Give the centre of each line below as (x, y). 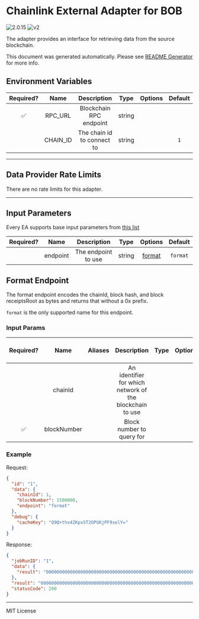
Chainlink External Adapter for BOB (94, 11)
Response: (19, 545)
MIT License (21, 611)
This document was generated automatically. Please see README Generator (99, 56)
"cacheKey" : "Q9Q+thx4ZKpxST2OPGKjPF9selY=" (73, 522)
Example (19, 454)
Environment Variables (49, 81)
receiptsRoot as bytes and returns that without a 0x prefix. (77, 301)
